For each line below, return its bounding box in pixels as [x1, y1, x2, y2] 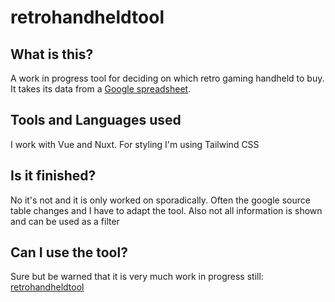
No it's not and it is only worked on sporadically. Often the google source [10, 194, 311, 206]
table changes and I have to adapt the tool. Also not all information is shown [10, 204, 323, 216]
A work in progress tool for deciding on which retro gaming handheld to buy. [10, 72, 325, 84]
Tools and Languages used [10, 112, 182, 129]
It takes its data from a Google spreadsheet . [10, 83, 192, 95]
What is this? [10, 46, 94, 63]
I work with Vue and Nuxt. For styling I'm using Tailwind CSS [10, 138, 260, 150]
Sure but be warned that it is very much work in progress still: [10, 271, 264, 283]
